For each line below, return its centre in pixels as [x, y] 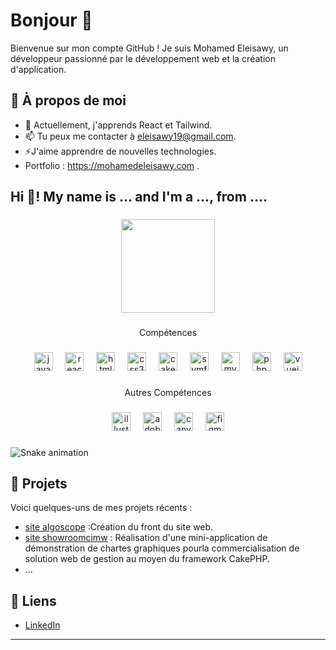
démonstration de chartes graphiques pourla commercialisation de [162, 548]
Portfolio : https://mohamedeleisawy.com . [112, 165]
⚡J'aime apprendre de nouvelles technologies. [120, 151]
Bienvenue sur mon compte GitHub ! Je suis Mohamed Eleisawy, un [149, 48]
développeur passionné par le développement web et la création [143, 58]
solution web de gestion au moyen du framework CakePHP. [147, 559]
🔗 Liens [33, 600]
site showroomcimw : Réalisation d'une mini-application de [146, 538]
